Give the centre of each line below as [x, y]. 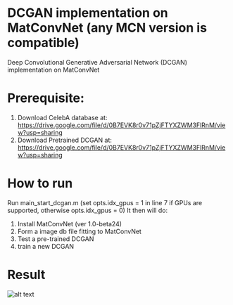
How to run [40, 183]
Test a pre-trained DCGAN [56, 239]
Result [26, 275]
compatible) [43, 43]
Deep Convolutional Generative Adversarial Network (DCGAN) [97, 62]
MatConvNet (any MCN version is [107, 28]
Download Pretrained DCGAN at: [65, 140]
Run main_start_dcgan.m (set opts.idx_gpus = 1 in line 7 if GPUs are [105, 202]
